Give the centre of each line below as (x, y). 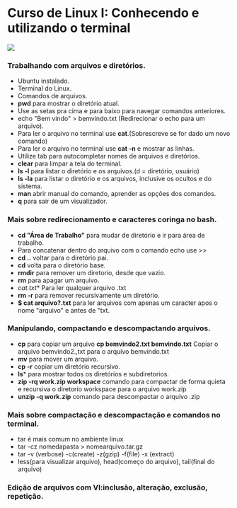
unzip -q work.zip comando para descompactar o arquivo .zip (109, 396)
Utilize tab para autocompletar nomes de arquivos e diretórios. (109, 156)
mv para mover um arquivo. (58, 359)
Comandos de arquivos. (52, 96)
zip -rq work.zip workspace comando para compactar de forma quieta (122, 381)
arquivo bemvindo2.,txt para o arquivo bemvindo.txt (93, 351)
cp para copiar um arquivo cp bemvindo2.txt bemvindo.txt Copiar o (118, 344)
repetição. (25, 497)
